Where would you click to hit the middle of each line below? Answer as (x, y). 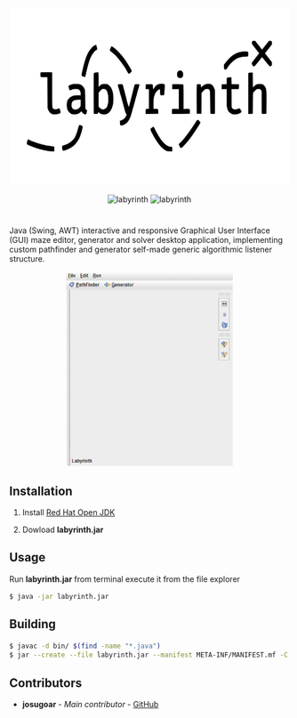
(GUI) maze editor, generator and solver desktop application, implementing (146, 240)
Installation (41, 491)
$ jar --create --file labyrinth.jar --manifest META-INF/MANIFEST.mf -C (149, 655)
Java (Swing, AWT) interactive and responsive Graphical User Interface (140, 230)
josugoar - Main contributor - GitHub (90, 705)
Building (32, 624)
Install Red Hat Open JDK (68, 512)
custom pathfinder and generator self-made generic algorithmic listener (141, 250)
